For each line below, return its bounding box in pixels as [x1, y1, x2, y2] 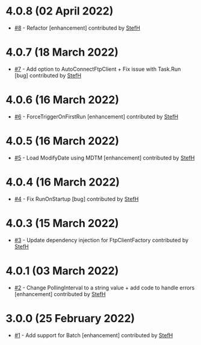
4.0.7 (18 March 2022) [5, 45, 119, 59]
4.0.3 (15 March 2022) [5, 216, 119, 230]
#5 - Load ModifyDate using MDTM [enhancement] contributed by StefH [14, 154, 195, 161]
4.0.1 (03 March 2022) [5, 264, 119, 277]
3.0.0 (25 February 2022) [5, 311, 135, 325]
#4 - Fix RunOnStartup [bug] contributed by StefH [14, 195, 139, 202]
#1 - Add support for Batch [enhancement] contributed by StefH [14, 331, 173, 339]
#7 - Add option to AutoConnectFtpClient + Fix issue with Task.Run [14, 65, 181, 73]
